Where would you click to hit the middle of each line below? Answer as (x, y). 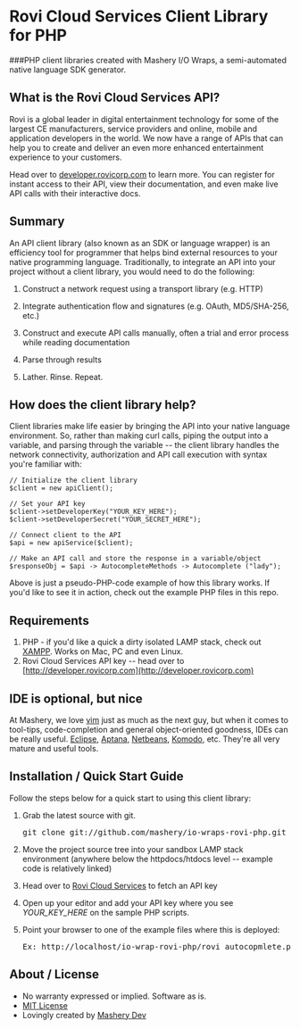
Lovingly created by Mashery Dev (84, 1015)
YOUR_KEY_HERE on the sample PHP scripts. (106, 912)
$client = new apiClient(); (62, 488)
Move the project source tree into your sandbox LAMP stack (133, 849)
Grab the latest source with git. (79, 815)
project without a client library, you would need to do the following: (132, 271)
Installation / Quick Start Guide (96, 777)
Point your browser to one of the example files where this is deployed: (151, 929)
